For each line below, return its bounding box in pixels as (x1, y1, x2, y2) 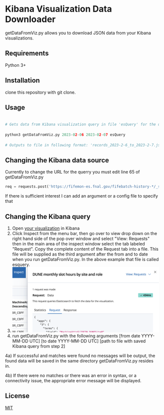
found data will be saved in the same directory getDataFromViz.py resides (5, 357, 154, 364)
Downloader (5, 14, 56, 25)
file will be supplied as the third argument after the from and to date (12, 251, 148, 257)
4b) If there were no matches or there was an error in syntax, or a (5, 372, 137, 378)
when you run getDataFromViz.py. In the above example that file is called (12, 257, 159, 262)
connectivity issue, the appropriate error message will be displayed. (5, 377, 142, 383)
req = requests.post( (5, 184, 49, 189)
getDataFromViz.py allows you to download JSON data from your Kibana (5, 30, 151, 36)
